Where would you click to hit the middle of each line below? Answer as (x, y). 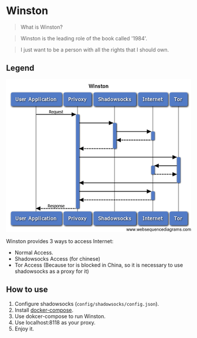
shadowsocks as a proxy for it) (52, 271)
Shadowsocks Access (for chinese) (57, 258)
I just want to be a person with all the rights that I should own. (95, 49)
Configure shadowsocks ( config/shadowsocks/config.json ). (87, 303)
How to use (27, 290)
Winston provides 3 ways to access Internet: (60, 241)
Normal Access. (34, 252)
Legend (20, 68)
